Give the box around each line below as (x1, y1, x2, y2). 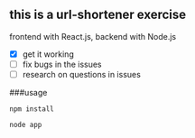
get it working (22, 49, 74, 60)
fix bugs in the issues (22, 59, 102, 69)
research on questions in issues (22, 69, 142, 79)
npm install (9, 105, 54, 114)
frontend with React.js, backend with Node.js (9, 31, 177, 41)
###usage (9, 87, 48, 97)
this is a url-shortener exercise (9, 7, 187, 23)
